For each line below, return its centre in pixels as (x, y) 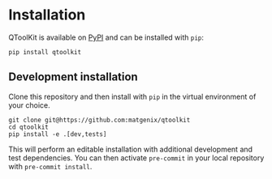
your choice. (29, 105)
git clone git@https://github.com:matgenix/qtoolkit (99, 120)
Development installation (73, 77)
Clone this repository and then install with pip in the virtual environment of (132, 96)
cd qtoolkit (28, 127)
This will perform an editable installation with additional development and (131, 149)
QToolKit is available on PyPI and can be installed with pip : (106, 37)
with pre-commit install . (50, 166)
